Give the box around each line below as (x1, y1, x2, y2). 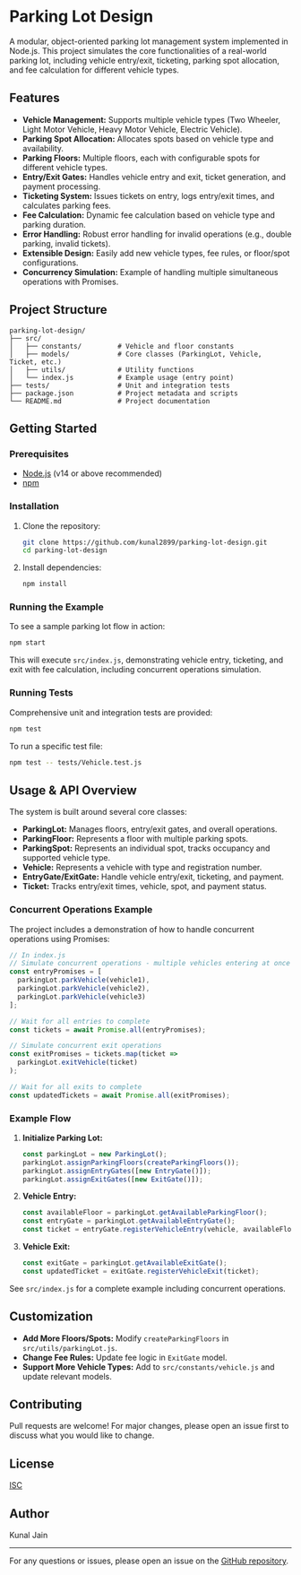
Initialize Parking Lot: (21, 1132, 103, 1143)
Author (9, 1506, 49, 1521)
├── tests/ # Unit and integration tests (9, 381, 230, 390)
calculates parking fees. (21, 200, 112, 211)
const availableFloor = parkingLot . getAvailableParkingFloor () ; (21, 1208, 268, 1217)
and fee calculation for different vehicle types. (9, 65, 179, 75)
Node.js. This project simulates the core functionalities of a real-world (9, 45, 267, 56)
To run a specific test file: (9, 740, 103, 751)
